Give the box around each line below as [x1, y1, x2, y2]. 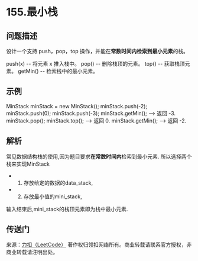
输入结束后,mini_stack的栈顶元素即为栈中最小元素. [6, 205, 128, 212]
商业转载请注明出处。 [6, 249, 58, 256]
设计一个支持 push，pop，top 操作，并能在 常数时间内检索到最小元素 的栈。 [6, 48, 189, 54]
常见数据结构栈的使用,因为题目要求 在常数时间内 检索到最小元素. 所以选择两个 [6, 153, 192, 160]
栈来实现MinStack [6, 160, 50, 167]
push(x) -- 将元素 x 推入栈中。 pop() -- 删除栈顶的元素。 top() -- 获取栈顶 [6, 60, 185, 67]
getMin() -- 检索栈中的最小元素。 [17, 67, 99, 75]
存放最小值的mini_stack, [23, 193, 82, 200]
